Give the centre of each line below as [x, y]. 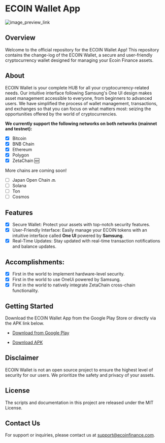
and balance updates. [34, 246]
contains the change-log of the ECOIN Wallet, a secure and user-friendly [79, 55]
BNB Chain [23, 144]
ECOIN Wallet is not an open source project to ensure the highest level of [79, 370]
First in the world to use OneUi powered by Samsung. [66, 279]
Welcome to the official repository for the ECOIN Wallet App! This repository [82, 49]
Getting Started [29, 306]
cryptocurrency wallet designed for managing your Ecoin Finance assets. [79, 60]
